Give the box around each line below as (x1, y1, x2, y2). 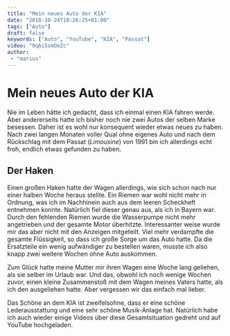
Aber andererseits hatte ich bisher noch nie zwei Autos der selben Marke (7, 115, 216, 123)
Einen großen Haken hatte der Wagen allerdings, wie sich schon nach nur (7, 183, 217, 191)
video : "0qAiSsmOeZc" (7, 42, 70, 49)
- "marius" (10, 55, 42, 62)
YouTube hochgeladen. (7, 320, 73, 329)
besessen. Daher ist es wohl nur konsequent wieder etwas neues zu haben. (7, 123, 224, 131)
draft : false (7, 29, 45, 37)
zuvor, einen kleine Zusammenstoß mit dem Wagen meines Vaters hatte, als (7, 278, 224, 286)
